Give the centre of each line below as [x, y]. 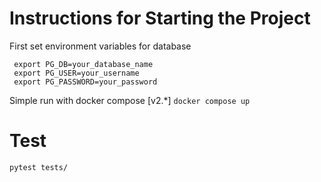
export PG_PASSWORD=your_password [85, 82]
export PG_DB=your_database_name [83, 64]
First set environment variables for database [100, 46]
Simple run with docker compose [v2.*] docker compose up [130, 100]
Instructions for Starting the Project [160, 18]
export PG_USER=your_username [76, 73]
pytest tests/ [39, 167]
